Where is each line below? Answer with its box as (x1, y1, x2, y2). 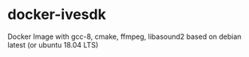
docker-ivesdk (7, 6, 107, 24)
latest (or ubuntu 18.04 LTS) (7, 40, 99, 49)
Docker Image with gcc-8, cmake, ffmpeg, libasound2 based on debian (7, 32, 242, 41)
